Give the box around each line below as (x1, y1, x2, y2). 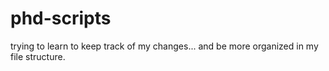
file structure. (10, 50, 66, 62)
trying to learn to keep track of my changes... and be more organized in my (10, 40, 319, 52)
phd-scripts (10, 7, 112, 30)
